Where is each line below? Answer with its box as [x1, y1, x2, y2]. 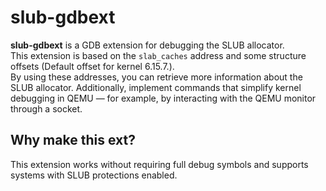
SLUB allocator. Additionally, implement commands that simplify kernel [10, 81, 302, 93]
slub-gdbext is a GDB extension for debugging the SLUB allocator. [10, 39, 285, 51]
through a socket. [10, 102, 83, 115]
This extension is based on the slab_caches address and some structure [10, 49, 307, 61]
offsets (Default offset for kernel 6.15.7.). [10, 60, 175, 72]
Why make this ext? [10, 132, 136, 149]
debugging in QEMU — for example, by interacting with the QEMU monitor [10, 92, 317, 104]
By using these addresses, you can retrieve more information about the [10, 71, 303, 83]
